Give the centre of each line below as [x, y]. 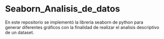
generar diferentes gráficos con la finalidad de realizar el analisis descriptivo [82, 27]
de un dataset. [20, 32]
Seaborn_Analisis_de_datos [63, 9]
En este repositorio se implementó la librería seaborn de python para [74, 22]
